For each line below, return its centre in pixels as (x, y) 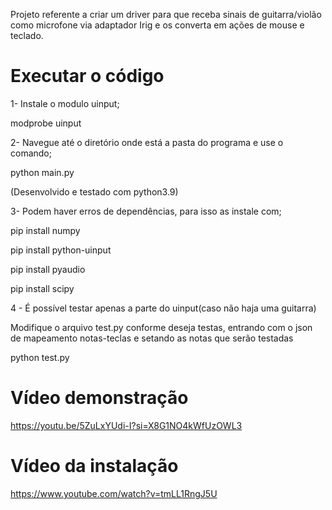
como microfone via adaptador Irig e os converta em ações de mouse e (157, 25)
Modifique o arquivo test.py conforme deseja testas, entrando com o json (161, 327)
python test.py (40, 357)
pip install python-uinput (61, 250)
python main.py (42, 172)
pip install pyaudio (48, 269)
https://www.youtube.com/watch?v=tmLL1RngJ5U (114, 493)
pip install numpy (45, 230)
